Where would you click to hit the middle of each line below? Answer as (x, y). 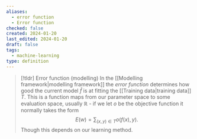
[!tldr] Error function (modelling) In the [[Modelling (82, 78)
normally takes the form (49, 110)
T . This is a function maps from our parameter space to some (95, 97)
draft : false (22, 45)
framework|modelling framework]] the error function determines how (105, 84)
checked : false (25, 28)
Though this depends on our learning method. (77, 130)
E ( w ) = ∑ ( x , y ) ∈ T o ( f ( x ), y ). (106, 120)
